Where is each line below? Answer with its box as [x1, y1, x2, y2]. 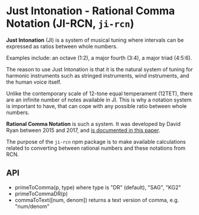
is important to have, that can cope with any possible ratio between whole [6, 102, 187, 109]
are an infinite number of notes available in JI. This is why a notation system [6, 96, 192, 103]
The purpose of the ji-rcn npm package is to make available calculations [6, 138, 186, 145]
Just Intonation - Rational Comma [6, 4, 175, 18]
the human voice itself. [6, 78, 62, 86]
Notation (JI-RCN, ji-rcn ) [6, 17, 135, 30]
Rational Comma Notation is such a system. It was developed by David [6, 120, 181, 127]
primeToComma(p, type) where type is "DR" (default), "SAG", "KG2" [14, 184, 181, 191]
